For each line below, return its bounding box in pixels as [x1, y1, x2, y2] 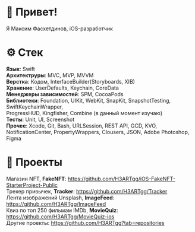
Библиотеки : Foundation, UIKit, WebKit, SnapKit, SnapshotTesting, [6, 97, 171, 104]
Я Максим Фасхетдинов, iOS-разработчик [6, 25, 113, 32]
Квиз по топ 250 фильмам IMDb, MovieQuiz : [6, 206, 119, 214]
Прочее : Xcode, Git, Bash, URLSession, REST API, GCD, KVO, [6, 122, 158, 129]
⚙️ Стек [6, 46, 43, 59]
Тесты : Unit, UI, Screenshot [6, 116, 75, 123]
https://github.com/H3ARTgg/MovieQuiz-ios [6, 213, 115, 220]
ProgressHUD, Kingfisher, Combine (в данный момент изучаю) [6, 109, 163, 116]
